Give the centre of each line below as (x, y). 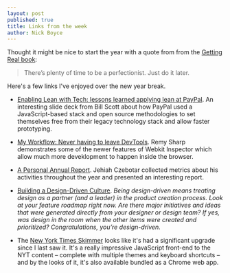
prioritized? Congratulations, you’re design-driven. (89, 227)
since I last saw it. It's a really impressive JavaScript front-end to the (114, 248)
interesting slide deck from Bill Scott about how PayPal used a (105, 107)
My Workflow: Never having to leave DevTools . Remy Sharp (101, 142)
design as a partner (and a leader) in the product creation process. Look (120, 198)
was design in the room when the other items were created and (107, 220)
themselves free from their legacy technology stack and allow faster (113, 122)
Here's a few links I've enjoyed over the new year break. (87, 86)
